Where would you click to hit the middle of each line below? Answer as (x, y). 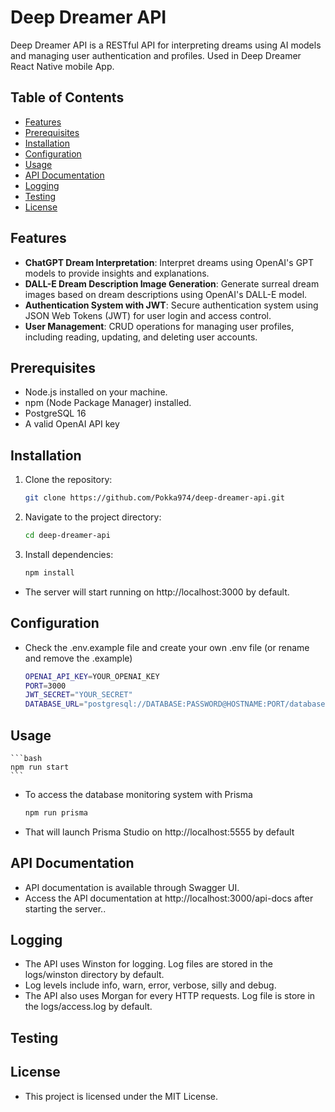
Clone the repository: (68, 480)
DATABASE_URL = (54, 704)
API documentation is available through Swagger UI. (132, 887)
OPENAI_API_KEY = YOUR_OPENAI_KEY (92, 676)
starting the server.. (65, 908)
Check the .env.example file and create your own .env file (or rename (167, 647)
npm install (49, 572)
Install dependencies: (69, 554)
